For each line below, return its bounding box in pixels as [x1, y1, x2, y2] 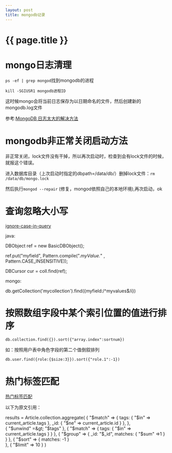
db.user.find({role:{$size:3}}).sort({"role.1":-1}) [5, 357, 120, 362]
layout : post [5, 7, 33, 13]
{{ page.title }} [5, 34, 69, 46]
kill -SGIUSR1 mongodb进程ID [5, 88, 66, 94]
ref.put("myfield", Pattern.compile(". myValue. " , [5, 252, 105, 258]
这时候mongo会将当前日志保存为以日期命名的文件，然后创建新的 [5, 98, 141, 104]
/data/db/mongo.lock [5, 176, 50, 181]
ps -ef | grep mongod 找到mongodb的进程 [5, 77, 94, 83]
